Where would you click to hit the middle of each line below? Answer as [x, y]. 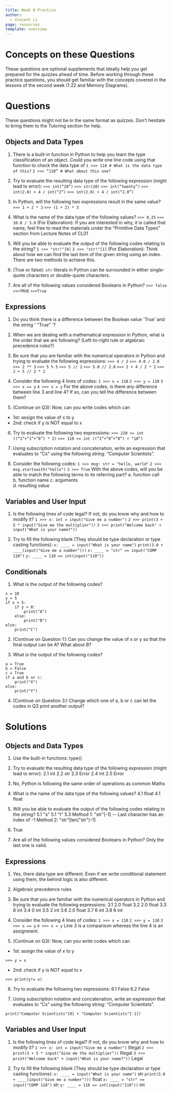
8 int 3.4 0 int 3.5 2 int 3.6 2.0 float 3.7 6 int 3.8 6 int [68, 910]
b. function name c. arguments [45, 480]
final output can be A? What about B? [52, 645]
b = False [16, 669]
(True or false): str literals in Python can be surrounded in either [81, 270]
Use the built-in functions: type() [47, 758]
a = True [15, 664]
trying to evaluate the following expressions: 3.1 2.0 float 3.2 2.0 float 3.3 [90, 905]
